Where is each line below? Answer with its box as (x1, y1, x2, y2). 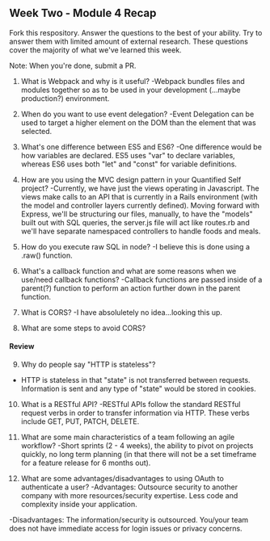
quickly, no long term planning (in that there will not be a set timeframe (20, 450, 257, 459)
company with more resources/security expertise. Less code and (20, 491, 238, 501)
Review (9, 342, 35, 351)
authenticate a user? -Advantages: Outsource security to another (20, 482, 238, 492)
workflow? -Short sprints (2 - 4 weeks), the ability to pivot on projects (20, 441, 254, 451)
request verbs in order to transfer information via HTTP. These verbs (20, 408, 250, 418)
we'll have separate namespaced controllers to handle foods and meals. (20, 226, 261, 236)
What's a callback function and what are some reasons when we (20, 266, 237, 275)
